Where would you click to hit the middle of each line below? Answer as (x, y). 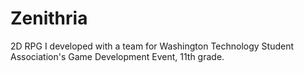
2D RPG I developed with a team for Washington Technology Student (152, 46)
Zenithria (49, 18)
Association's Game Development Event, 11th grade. (117, 56)
